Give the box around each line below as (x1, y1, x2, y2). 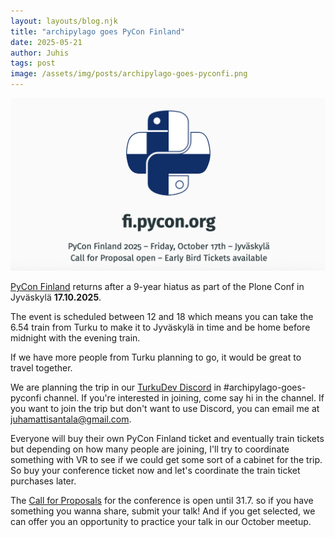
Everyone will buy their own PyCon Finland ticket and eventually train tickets (10, 433, 325, 445)
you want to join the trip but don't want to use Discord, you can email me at (10, 403, 320, 415)
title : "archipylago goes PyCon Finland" (10, 26, 186, 37)
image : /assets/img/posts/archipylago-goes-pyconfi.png (10, 69, 248, 79)
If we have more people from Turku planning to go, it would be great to (10, 351, 302, 364)
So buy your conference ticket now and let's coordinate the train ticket (10, 465, 301, 477)
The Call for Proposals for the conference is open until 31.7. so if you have (10, 495, 314, 507)
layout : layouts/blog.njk (10, 16, 118, 26)
